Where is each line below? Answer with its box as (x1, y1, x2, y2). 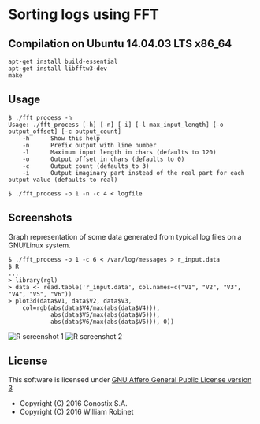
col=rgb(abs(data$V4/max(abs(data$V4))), (22, 303, 160, 312)
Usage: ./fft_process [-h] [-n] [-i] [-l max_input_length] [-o (8, 121, 224, 128)
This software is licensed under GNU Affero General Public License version (8, 375, 252, 385)
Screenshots (8, 211, 72, 225)
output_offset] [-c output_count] (8, 128, 122, 136)
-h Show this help (22, 134, 101, 143)
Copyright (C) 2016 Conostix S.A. (19, 399, 128, 408)
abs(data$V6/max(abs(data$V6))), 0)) (50, 318, 175, 325)
